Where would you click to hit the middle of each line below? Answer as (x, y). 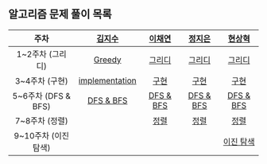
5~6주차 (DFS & (42, 96)
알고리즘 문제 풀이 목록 (60, 14)
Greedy (108, 60)
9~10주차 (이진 (42, 135)
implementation (107, 80)
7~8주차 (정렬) (42, 120)
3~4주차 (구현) (42, 80)
